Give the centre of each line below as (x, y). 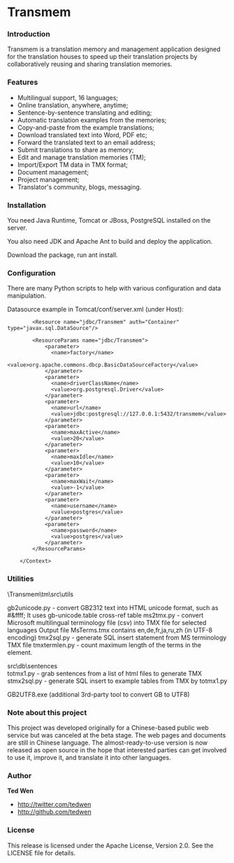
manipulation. (27, 296)
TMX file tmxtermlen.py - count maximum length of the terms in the (104, 644)
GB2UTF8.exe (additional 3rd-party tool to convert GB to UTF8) (98, 694)
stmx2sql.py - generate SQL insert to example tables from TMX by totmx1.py (117, 681)
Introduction (29, 34)
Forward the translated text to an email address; (86, 142)
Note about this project (47, 712)
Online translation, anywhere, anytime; (73, 105)
